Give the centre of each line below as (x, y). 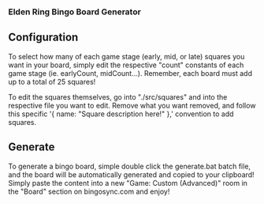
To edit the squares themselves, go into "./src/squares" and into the (118, 96)
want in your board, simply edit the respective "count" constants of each (126, 65)
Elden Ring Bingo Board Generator (75, 12)
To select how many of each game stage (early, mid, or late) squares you (126, 56)
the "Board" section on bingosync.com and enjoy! (89, 191)
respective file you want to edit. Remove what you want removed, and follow (132, 105)
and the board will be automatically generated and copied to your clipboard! (131, 174)
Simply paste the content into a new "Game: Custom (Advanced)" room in (128, 183)
